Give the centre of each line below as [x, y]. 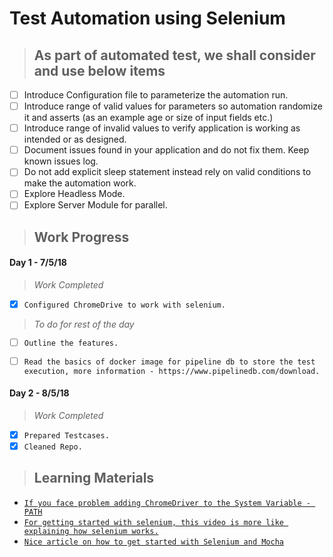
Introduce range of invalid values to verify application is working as [162, 128]
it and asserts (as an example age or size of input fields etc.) [148, 118]
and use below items [99, 70]
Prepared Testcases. [66, 435]
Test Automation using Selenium [147, 18]
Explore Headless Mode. [74, 194]
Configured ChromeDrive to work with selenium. [124, 305]
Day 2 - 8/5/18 [39, 393]
